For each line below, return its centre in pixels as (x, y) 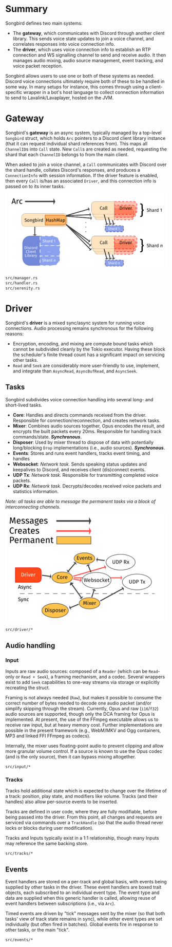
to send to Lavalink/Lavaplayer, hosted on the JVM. (60, 98)
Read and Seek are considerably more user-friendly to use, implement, (86, 365)
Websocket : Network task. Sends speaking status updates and (80, 464)
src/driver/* (19, 630)
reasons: (15, 333)
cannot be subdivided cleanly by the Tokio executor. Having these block (89, 349)
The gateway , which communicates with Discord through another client (89, 33)
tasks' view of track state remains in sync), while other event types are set (84, 919)
